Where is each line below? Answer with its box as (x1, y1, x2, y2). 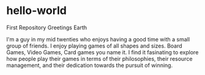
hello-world (6, 4, 67, 18)
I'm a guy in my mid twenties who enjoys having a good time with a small (6, 35, 190, 43)
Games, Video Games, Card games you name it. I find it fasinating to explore (6, 48, 199, 55)
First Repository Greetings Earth (6, 24, 88, 31)
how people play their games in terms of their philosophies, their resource (6, 55, 193, 62)
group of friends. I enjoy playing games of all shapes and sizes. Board (6, 42, 182, 49)
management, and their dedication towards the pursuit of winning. (6, 62, 173, 69)
